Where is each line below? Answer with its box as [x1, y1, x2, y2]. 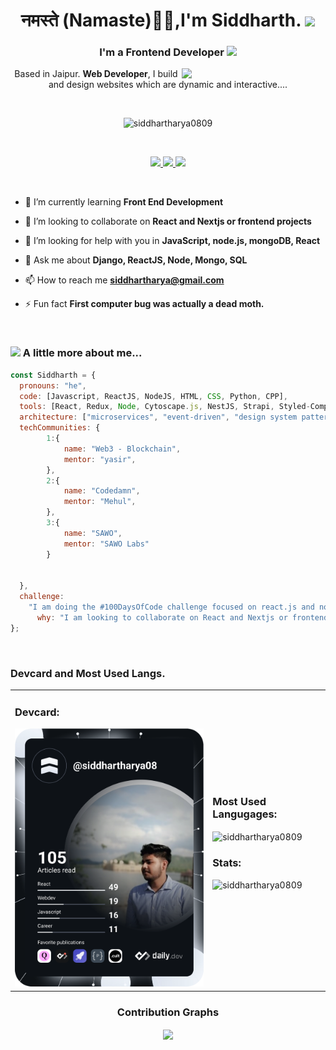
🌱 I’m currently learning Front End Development [24, 196, 224, 208]
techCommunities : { [19, 423, 101, 433]
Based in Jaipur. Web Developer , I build [14, 68, 178, 80]
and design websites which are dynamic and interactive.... [48, 79, 288, 91]
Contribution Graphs [116, 1005, 220, 1019]
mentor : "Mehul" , [63, 497, 137, 507]
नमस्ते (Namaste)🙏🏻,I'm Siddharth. [20, 9, 302, 32]
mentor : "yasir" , [63, 454, 137, 464]
